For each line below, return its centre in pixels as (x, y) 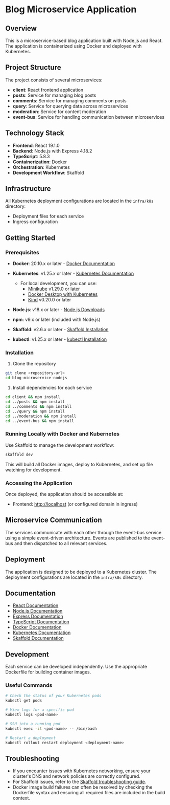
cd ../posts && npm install (35, 402)
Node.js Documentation (38, 611)
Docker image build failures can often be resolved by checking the (82, 787)
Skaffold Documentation (38, 638)
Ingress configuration (35, 222)
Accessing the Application (39, 483)
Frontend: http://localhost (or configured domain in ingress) (75, 504)
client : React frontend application (48, 90)
